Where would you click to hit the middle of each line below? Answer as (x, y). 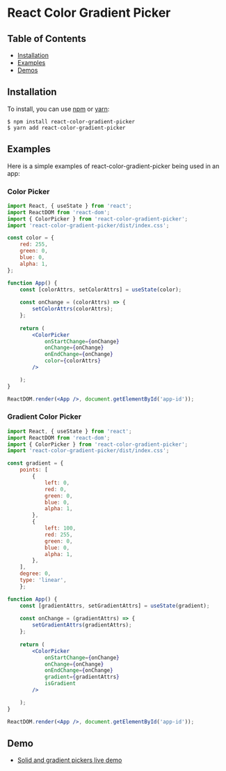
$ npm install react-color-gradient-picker (71, 121)
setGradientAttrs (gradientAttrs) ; (82, 625)
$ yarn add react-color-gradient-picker (67, 128)
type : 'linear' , (43, 581)
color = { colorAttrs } (72, 361)
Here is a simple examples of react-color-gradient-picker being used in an (113, 166)
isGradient (60, 684)
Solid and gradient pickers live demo (70, 760)
